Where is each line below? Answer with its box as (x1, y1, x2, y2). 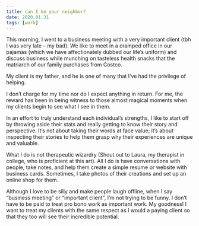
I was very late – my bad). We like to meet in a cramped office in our (6, 42, 172, 49)
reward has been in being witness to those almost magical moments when (6, 97, 188, 104)
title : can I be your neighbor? (6, 8, 86, 15)
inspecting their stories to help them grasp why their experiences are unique (6, 133, 193, 141)
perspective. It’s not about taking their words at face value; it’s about (6, 127, 174, 134)
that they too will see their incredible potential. (6, 213, 119, 220)
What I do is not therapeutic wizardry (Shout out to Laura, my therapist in (6, 151, 185, 158)
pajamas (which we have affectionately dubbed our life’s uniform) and (6, 49, 177, 56)
